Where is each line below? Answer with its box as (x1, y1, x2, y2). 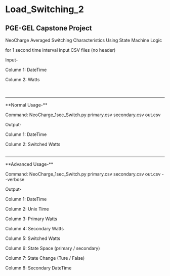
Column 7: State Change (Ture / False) (5, 255, 85, 261)
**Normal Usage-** (5, 102, 48, 108)
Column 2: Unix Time (5, 206, 49, 212)
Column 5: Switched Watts (5, 235, 61, 241)
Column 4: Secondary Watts (5, 226, 64, 231)
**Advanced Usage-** (5, 161, 54, 167)
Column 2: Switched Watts (5, 141, 61, 147)
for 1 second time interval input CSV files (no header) (5, 47, 116, 53)
